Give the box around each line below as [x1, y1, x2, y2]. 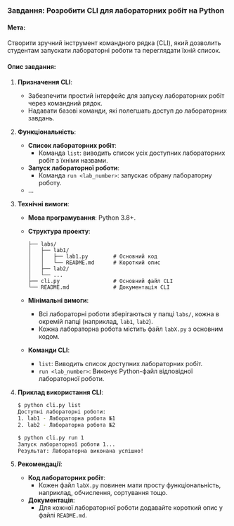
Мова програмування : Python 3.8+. [27, 213, 136, 222]
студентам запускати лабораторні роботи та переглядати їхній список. [7, 46, 221, 55]
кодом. [38, 332, 60, 341]
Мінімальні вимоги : [27, 296, 89, 305]
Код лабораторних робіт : [27, 474, 106, 482]
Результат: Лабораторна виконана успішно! [17, 447, 144, 454]
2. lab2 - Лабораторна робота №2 [17, 421, 116, 428]
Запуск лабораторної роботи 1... [17, 441, 116, 448]
